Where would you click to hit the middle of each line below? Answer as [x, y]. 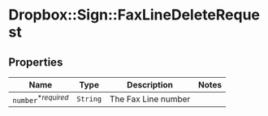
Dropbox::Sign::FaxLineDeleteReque [134, 15]
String [89, 99]
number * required [41, 99]
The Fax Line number [150, 99]
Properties [36, 62]
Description [150, 85]
